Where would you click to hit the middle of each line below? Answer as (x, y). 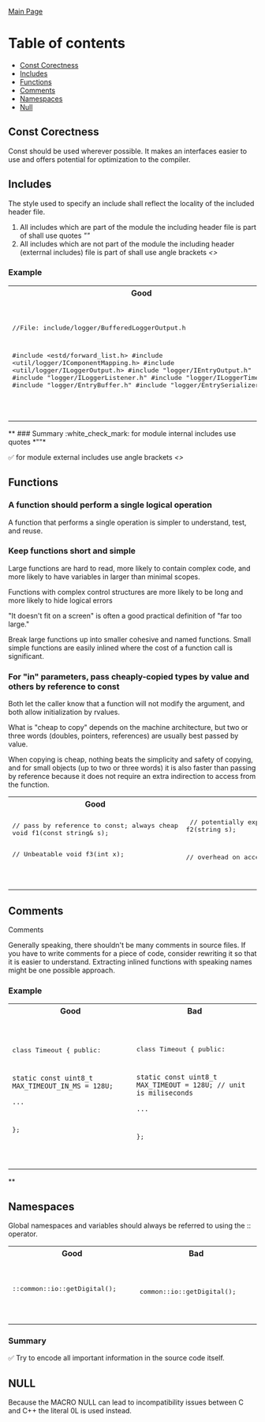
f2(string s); (211, 830)
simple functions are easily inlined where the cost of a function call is (120, 648)
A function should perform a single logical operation (110, 505)
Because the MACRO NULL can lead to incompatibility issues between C (126, 1402)
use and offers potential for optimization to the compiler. (99, 159)
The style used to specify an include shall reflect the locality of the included (131, 203)
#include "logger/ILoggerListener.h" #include (97, 378)
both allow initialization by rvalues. (64, 712)
